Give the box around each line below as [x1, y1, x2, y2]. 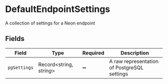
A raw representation [109, 57, 159, 64]
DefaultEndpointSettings [5, 3, 110, 15]
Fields [5, 34, 25, 43]
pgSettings [7, 64, 33, 70]
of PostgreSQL [109, 64, 144, 71]
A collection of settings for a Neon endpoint [5, 20, 95, 26]
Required [82, 49, 104, 56]
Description [120, 49, 149, 56]
